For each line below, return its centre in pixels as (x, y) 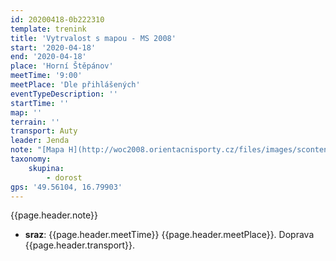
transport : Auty (44, 131)
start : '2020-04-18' (53, 47)
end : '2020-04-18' (48, 57)
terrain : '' (35, 122)
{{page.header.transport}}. (80, 245)
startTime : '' (40, 103)
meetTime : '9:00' (46, 76)
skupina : (46, 168)
